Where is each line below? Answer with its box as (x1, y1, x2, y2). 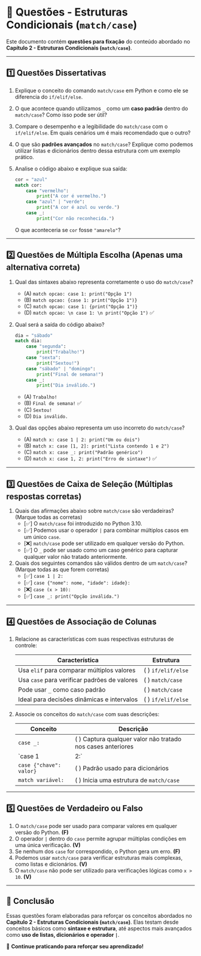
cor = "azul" (14, 176, 48, 182)
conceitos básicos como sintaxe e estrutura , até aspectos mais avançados (6, 924, 192, 932)
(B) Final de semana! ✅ (23, 400, 82, 407)
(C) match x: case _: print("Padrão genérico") (23, 449, 144, 456)
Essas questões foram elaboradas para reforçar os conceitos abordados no (6, 912, 193, 919)
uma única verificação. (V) (14, 841, 81, 848)
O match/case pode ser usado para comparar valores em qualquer (14, 822, 178, 829)
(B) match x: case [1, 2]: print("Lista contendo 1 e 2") (23, 442, 170, 449)
